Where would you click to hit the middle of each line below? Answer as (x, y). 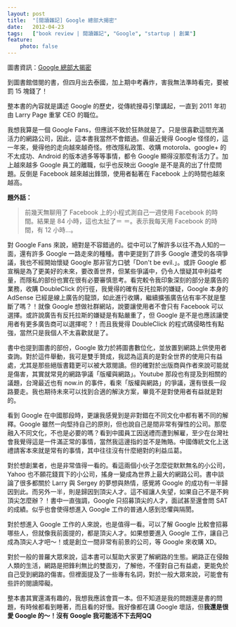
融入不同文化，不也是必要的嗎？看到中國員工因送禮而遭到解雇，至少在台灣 (115, 433)
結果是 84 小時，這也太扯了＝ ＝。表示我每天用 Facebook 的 (124, 221)
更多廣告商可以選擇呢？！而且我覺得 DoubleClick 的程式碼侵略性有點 (125, 324)
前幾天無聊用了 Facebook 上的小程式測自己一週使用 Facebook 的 (118, 212)
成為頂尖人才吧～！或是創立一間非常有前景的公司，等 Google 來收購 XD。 (114, 542)
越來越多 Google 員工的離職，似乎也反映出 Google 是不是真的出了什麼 (114, 165)
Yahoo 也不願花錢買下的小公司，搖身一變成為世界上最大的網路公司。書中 (113, 474)
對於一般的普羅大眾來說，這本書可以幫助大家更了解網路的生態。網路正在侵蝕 (118, 557)
